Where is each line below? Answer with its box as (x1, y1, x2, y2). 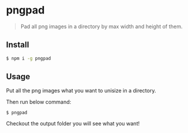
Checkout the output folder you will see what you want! (6, 120, 140, 127)
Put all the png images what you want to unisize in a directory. (6, 87, 156, 94)
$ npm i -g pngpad (6, 55, 51, 62)
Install (6, 40, 29, 50)
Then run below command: (6, 98, 72, 105)
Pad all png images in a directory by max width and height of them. (20, 23, 183, 30)
